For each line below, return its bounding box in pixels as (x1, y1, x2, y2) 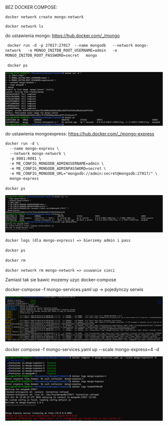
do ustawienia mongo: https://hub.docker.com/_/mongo (5, 32, 120, 38)
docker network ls (5, 24, 43, 29)
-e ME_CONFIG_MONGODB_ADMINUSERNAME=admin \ (9, 161, 104, 166)
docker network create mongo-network (5, 14, 84, 19)
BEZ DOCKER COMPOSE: (5, 4, 57, 10)
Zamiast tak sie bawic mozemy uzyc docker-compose (5, 277, 116, 283)
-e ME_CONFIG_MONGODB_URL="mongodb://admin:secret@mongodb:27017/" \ (9, 171, 157, 176)
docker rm (5, 258, 26, 263)
